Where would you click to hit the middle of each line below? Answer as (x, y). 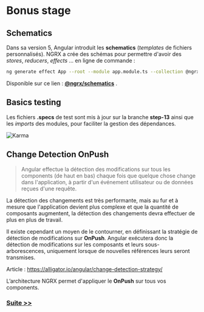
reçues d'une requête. (49, 189)
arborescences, (26, 251)
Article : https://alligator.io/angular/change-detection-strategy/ (84, 269)
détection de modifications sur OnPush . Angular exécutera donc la (90, 238)
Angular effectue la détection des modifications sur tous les (96, 169)
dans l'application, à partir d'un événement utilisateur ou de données (107, 182)
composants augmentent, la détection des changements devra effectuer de (101, 213)
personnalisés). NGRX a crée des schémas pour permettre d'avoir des (94, 54)
